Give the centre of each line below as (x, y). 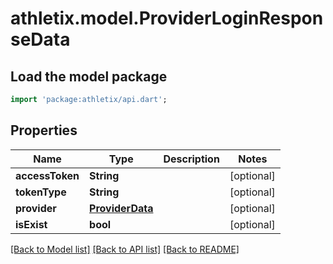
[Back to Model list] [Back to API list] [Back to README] (125, 249)
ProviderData (121, 208)
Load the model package (89, 76)
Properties (44, 130)
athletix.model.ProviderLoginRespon (167, 18)
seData (40, 39)
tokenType (41, 192)
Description (191, 159)
